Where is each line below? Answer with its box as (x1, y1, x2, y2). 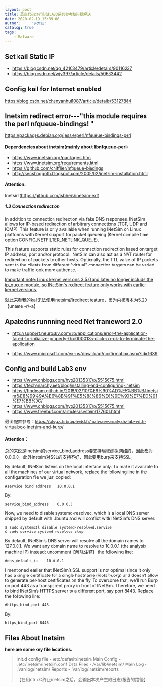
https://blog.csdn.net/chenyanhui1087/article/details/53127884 (5, 98, 132, 104)
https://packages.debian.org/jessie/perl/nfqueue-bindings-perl (5, 133, 131, 138)
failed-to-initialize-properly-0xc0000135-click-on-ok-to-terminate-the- (12, 335, 155, 341)
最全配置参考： (5, 419, 35, 424)
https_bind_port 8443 (5, 621, 49, 625)
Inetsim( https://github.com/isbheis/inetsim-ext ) (5, 192, 100, 198)
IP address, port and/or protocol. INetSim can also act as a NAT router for (5, 251, 152, 257)
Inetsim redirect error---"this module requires (5, 112, 147, 120)
